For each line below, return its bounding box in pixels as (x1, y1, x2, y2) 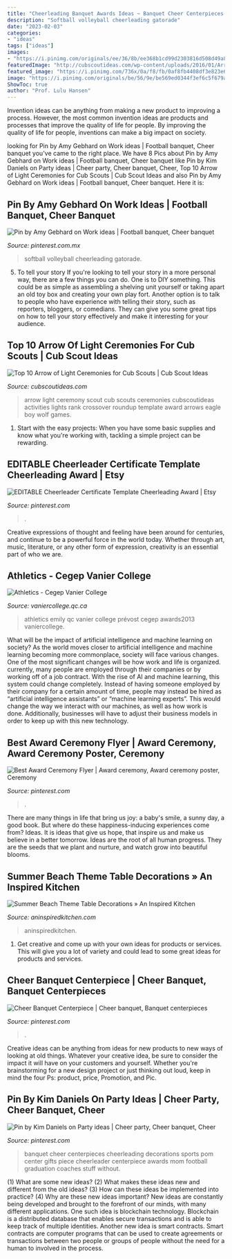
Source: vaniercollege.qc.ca (7, 601, 88, 610)
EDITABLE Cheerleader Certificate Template (7, 458, 201, 471)
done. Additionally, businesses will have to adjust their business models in (7, 709, 217, 718)
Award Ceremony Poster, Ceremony (7, 748, 165, 759)
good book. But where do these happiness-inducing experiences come (7, 821, 210, 829)
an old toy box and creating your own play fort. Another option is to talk (17, 290, 220, 298)
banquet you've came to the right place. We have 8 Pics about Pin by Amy (7, 150, 218, 158)
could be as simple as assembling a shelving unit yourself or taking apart (17, 282, 225, 291)
